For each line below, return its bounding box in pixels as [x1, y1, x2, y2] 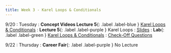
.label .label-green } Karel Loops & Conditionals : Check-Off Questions [5, 32, 153, 38]
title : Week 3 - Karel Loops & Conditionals [5, 7, 101, 13]
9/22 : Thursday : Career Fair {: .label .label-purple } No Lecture [5, 41, 138, 48]
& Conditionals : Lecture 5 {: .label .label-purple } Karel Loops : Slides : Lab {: [5, 26, 164, 33]
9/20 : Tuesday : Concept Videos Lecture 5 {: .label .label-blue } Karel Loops [5, 21, 166, 27]
